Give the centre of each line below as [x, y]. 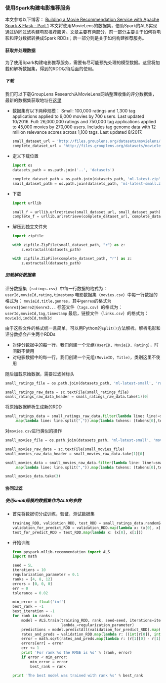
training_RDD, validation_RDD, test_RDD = [57, 523]
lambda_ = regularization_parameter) [98, 625]
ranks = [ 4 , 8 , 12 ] [32, 579]
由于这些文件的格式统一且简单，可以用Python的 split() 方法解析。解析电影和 [83, 328]
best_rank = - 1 [28, 607]
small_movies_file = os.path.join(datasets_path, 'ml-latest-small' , [78, 440]
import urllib [27, 203]
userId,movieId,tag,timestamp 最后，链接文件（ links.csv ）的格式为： [77, 313]
